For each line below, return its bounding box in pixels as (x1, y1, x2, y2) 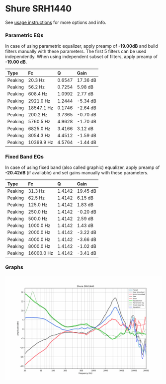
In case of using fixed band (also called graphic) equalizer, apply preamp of (5, 164, 160, 170)
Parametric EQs (5, 32, 44, 39)
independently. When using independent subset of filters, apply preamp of (5, 54, 158, 60)
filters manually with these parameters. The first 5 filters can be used (5, 48, 147, 55)
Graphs (5, 264, 23, 271)
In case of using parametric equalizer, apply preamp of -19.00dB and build (5, 43, 158, 49)
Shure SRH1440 (5, 3, 72, 14)
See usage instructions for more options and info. (5, 19, 107, 25)
